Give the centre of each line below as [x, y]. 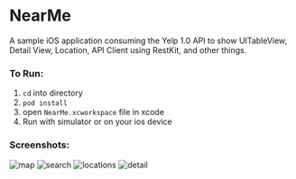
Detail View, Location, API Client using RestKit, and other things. [128, 49]
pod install [45, 103]
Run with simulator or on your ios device [97, 121]
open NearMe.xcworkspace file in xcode [93, 112]
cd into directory [52, 93]
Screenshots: [40, 145]
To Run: [27, 73]
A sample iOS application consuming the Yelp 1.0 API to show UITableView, [148, 40]
